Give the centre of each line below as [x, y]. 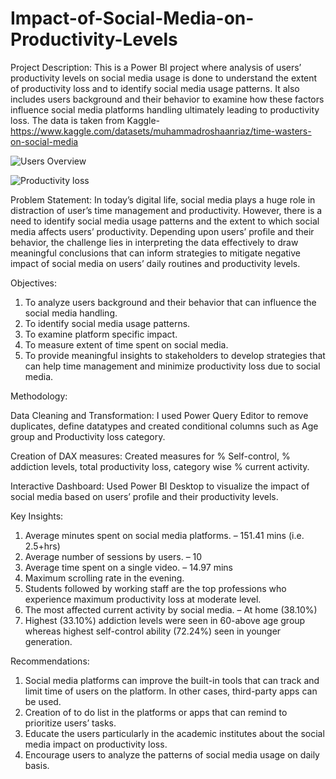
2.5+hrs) [42, 546]
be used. [43, 701]
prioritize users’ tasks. [70, 723]
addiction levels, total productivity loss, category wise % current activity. [160, 466]
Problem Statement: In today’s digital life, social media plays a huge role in [163, 199]
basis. [37, 765]
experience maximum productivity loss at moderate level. [143, 599]
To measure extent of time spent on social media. [126, 344]
